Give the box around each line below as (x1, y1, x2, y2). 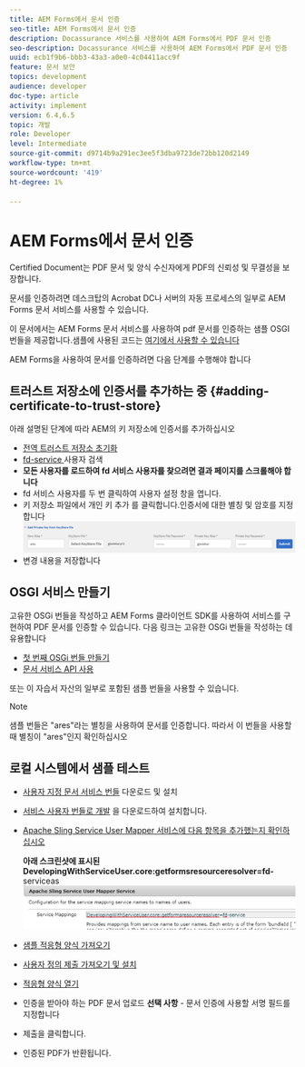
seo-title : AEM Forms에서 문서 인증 (9, 24, 137, 34)
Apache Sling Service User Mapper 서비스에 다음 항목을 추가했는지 (22, 825, 266, 836)
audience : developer (9, 82, 88, 91)
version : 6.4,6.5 (9, 110, 75, 120)
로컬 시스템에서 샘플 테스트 (9, 760, 150, 776)
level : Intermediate (9, 139, 88, 149)
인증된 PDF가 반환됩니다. (22, 1047, 112, 1058)
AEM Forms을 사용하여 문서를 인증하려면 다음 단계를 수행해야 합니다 (9, 354, 251, 365)
